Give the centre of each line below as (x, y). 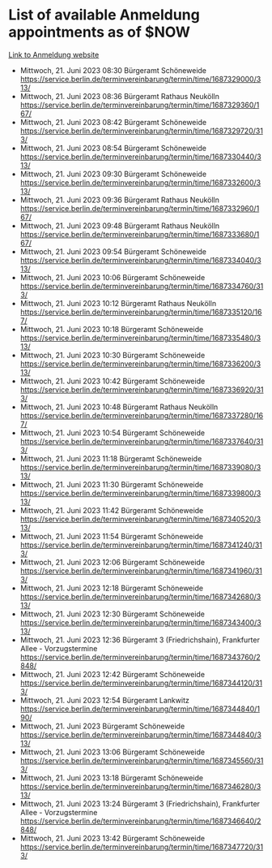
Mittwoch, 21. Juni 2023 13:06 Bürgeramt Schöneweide (112, 752)
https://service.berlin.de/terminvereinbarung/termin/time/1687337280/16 (142, 415)
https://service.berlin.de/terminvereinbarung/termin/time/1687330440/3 (140, 157)
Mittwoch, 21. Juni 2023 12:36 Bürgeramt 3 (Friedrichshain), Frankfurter (140, 640)
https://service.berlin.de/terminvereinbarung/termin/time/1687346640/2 (140, 821)
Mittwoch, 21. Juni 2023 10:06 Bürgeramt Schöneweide (113, 277)
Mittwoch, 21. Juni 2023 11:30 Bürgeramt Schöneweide (112, 484)
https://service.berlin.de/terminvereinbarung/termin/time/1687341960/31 (141, 571)
